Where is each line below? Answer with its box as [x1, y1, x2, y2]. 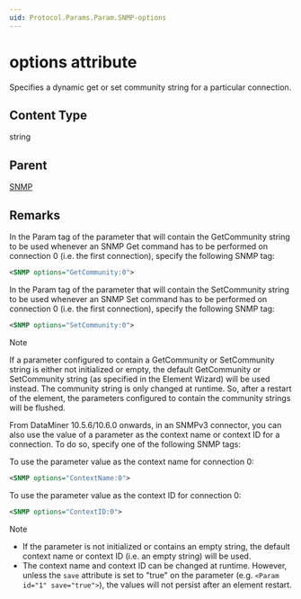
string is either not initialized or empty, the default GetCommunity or [9, 363, 261, 374]
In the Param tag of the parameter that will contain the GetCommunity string [9, 231, 290, 242]
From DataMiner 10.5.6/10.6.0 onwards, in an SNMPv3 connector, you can [9, 419, 282, 430]
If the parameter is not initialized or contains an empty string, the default [22, 541, 290, 551]
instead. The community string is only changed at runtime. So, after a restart [9, 383, 292, 394]
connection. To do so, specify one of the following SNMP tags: [9, 438, 241, 450]
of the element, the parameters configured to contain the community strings [9, 392, 291, 403]
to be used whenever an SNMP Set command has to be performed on [9, 293, 268, 304]
